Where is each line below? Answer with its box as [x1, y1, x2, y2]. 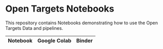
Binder [76, 37, 93, 44]
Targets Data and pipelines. [5, 25, 63, 31]
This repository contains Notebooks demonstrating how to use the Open [5, 20, 158, 26]
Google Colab [37, 37, 72, 44]
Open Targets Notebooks [5, 3, 114, 15]
